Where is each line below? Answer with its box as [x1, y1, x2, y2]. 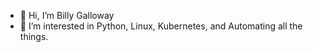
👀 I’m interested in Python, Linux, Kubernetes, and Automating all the [19, 20, 303, 32]
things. [19, 31, 49, 42]
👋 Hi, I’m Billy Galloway [19, 10, 115, 21]
